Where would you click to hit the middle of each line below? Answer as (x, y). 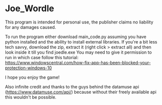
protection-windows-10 (28, 68)
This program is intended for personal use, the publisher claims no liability (79, 22)
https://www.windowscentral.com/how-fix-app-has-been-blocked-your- (78, 63)
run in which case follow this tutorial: (42, 57)
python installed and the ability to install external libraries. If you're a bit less (81, 42)
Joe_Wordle (30, 9)
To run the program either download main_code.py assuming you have (76, 37)
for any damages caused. (31, 27)
